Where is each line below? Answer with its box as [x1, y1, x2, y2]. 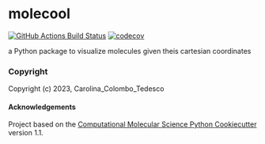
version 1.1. [8, 128, 44, 138]
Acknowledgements [8, 102, 77, 112]
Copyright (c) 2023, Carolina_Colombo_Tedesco [8, 84, 165, 93]
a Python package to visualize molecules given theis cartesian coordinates [8, 46, 252, 55]
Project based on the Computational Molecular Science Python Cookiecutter [8, 119, 257, 129]
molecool [8, 5, 71, 23]
